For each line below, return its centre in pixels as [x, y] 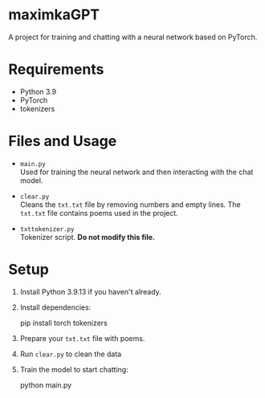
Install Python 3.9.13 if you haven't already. [91, 291]
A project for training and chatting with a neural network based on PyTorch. [133, 37]
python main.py [46, 385]
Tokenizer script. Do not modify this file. [87, 237]
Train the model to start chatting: [74, 369]
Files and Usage [63, 141]
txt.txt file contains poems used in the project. [99, 213]
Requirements [56, 69]
